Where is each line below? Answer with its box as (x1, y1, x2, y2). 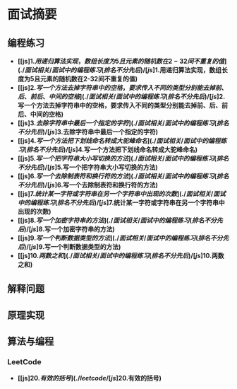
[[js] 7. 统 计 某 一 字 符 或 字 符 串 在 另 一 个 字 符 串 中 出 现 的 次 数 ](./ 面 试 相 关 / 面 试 (17, 190, 226, 198)
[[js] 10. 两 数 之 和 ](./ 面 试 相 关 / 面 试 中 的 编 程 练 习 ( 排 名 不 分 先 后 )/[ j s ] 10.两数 (17, 252, 224, 260)
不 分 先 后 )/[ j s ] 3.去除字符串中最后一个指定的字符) (17, 128, 159, 136)
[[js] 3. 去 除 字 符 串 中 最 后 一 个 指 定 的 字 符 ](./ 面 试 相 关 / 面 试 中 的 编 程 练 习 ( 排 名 (17, 119, 229, 127)
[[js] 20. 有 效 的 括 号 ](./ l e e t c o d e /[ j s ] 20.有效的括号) (17, 374, 162, 383)
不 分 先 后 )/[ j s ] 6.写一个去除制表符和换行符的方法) (17, 181, 159, 189)
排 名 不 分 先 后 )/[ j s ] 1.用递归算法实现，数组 (103, 66, 222, 74)
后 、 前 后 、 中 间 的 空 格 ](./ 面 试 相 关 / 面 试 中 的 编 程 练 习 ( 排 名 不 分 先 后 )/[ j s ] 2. (17, 93, 226, 100)
